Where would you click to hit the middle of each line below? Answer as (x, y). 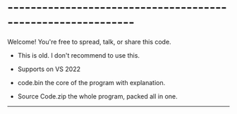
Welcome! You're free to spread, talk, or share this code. (89, 42)
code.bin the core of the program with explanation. (91, 82)
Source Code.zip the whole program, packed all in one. (97, 96)
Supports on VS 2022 (49, 69)
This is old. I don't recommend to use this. (78, 55)
